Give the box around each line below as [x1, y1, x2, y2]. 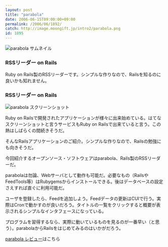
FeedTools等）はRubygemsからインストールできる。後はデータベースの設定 [5, 178, 163, 184]
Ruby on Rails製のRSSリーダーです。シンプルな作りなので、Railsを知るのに [5, 72, 161, 78]
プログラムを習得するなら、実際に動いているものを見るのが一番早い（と [5, 219, 155, 225]
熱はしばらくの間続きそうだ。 [5, 127, 67, 134]
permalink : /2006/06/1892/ [5, 21, 62, 27]
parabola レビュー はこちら [5, 235, 61, 242]
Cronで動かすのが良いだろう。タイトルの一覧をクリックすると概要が [14, 202, 156, 208]
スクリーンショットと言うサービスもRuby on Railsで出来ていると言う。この [5, 121, 161, 127]
